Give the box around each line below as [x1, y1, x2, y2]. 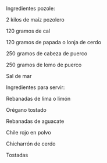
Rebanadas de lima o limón [6, 95, 71, 102]
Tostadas [6, 151, 28, 158]
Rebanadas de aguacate [6, 118, 65, 125]
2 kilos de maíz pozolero [6, 16, 65, 23]
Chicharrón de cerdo [6, 140, 56, 147]
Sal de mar [6, 73, 32, 79]
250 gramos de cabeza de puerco [6, 50, 88, 57]
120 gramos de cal [6, 27, 51, 34]
